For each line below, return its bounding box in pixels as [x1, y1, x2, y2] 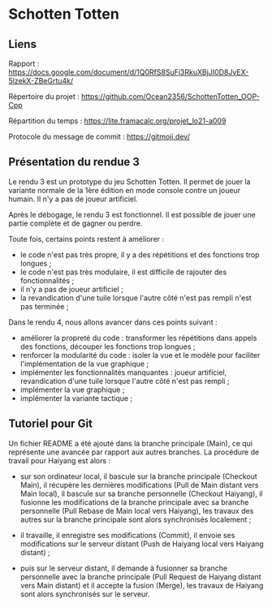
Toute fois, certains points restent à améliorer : [8, 234, 165, 243]
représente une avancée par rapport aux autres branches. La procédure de [8, 447, 260, 457]
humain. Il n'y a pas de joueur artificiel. [8, 194, 138, 204]
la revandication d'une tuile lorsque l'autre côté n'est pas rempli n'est [19, 293, 252, 303]
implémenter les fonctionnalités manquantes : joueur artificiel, [19, 367, 227, 377]
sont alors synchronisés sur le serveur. [19, 589, 150, 599]
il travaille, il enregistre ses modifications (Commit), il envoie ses [19, 530, 235, 540]
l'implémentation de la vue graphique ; [19, 359, 149, 368]
